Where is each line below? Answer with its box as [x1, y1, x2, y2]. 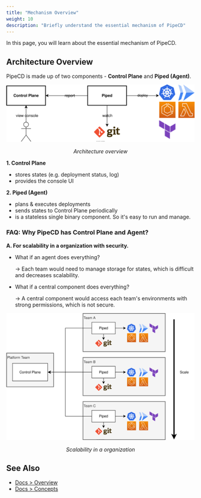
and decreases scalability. [14, 271, 80, 278]
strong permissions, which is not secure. [14, 301, 115, 308]
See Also [6, 463, 40, 473]
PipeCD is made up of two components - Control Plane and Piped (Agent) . [6, 72, 191, 80]
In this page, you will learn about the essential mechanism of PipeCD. [6, 40, 177, 47]
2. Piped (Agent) [6, 189, 48, 196]
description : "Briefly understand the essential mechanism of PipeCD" [6, 22, 186, 28]
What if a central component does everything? [14, 283, 130, 290]
